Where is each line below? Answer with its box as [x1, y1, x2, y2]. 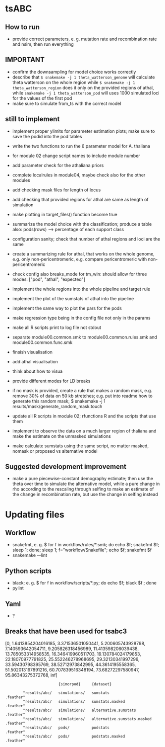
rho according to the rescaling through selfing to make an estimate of [12, 486, 154, 492]
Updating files [5, 509, 64, 520]
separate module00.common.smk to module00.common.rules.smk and [12, 334, 158, 340]
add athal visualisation [12, 358, 58, 364]
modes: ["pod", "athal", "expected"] [12, 276, 86, 282]
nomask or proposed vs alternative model [12, 448, 98, 454]
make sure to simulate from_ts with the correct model [12, 100, 121, 106]
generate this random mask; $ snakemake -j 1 [12, 398, 106, 404]
